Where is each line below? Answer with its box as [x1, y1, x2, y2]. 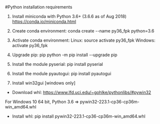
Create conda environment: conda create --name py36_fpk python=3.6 [12, 28, 154, 33]
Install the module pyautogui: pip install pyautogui [12, 71, 112, 77]
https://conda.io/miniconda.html [12, 19, 77, 24]
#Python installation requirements [5, 4, 73, 10]
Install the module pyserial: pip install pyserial [12, 62, 103, 67]
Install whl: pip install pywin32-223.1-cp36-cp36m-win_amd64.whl [12, 113, 145, 119]
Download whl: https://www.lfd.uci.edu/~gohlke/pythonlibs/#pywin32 [12, 90, 151, 95]
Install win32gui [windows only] [12, 80, 76, 86]
